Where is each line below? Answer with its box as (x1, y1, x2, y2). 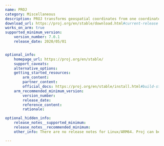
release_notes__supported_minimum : (14, 121, 86, 125)
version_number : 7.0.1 (14, 35, 60, 40)
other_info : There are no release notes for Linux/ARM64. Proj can (14, 129, 154, 134)
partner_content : (22, 79, 58, 85)
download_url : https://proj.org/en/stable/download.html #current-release (5, 21, 159, 26)
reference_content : (22, 102, 62, 107)
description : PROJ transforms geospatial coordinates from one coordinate (5, 16, 161, 21)
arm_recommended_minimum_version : (14, 89, 84, 94)
